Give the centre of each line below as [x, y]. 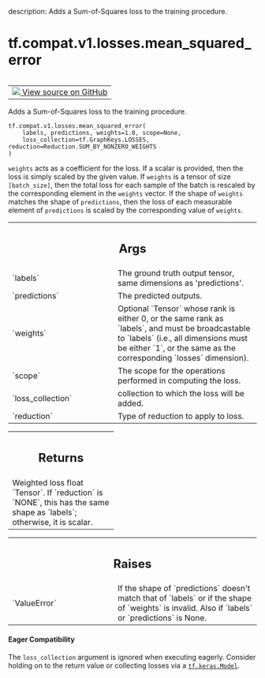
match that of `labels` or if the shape [185, 598]
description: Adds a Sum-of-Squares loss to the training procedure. [118, 11]
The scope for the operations [172, 371]
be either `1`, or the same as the [177, 348]
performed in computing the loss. [179, 380]
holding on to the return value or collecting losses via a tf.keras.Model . [124, 665]
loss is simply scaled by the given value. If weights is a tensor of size [119, 176]
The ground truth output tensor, [176, 273]
